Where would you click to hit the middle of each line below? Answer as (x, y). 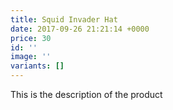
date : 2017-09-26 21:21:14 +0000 (80, 29)
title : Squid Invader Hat (64, 19)
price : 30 (31, 38)
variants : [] (37, 66)
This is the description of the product (86, 94)
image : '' (31, 57)
